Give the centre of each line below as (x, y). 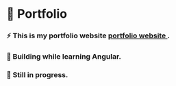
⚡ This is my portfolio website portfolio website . (88, 35)
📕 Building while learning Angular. (64, 57)
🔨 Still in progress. (37, 74)
